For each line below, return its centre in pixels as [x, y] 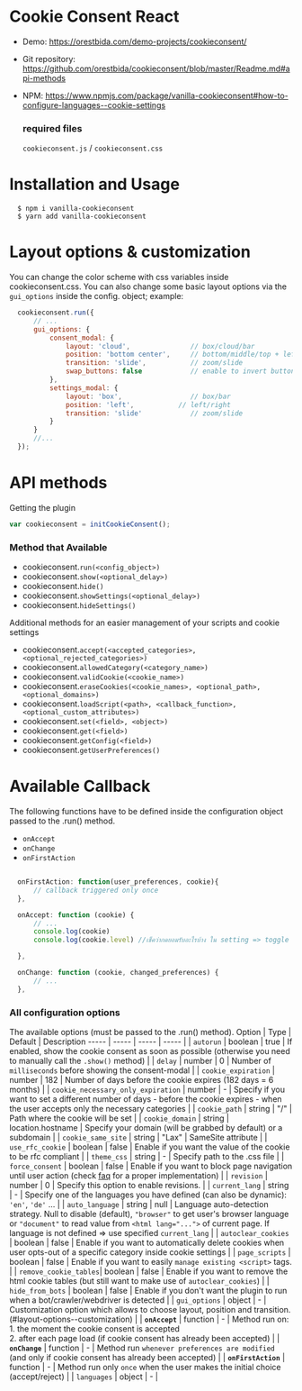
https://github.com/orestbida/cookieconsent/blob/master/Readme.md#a [156, 68]
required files [52, 128]
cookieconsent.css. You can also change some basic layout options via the [148, 286]
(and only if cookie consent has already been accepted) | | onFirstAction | [147, 1357]
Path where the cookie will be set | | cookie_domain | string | [119, 1118]
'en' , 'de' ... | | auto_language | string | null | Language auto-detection [139, 1204]
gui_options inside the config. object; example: [97, 296]
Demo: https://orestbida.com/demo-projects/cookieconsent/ [134, 41]
